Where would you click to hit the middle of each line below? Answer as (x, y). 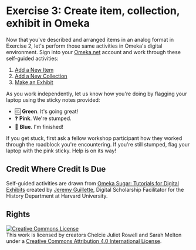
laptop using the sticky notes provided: (53, 100)
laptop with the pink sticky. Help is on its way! (61, 151)
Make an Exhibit (34, 82)
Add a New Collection (41, 76)
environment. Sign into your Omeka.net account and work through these (93, 52)
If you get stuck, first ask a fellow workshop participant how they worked (94, 138)
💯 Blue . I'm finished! (39, 126)
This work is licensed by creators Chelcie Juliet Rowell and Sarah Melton (94, 235)
